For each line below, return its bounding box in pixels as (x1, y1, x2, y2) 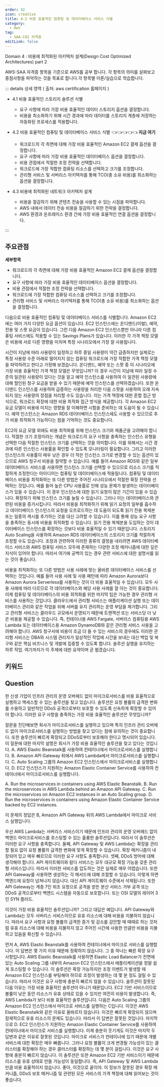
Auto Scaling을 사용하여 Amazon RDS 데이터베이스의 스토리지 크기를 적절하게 (5, 532, 155, 538)
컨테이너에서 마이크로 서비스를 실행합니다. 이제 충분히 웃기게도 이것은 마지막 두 (5, 1028, 156, 1033)
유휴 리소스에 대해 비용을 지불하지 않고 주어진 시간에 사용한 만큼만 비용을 (10, 925, 149, 931)
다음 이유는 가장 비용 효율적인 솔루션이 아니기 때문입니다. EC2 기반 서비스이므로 (5, 984, 157, 990)
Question (5, 679, 34, 688)
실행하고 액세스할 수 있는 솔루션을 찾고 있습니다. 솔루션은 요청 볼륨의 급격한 (5, 699, 149, 705)
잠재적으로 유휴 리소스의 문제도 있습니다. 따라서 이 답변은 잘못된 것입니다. (5, 1015, 145, 1021)
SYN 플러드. (10, 896, 34, 902)
